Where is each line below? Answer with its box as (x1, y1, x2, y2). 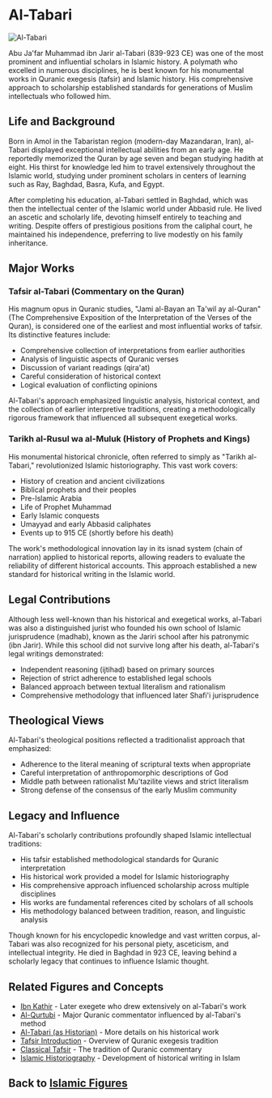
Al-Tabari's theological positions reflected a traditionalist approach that (8, 735, 245, 745)
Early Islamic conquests (19, 511, 100, 520)
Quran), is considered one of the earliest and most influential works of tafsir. (8, 322, 263, 331)
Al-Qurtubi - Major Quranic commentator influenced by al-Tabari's (19, 1010, 241, 1019)
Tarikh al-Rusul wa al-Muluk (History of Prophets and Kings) (8, 434, 251, 445)
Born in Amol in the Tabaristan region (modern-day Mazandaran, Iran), (8, 136, 244, 146)
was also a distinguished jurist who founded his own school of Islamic (8, 622, 241, 633)
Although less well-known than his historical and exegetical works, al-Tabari (8, 614, 262, 624)
